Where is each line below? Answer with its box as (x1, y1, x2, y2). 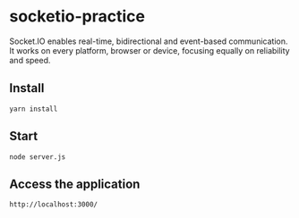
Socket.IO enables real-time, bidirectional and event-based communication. (9, 36, 288, 46)
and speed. (9, 54, 51, 65)
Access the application (9, 176, 141, 191)
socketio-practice (9, 6, 146, 27)
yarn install (9, 105, 58, 113)
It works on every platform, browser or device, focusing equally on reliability (9, 45, 290, 55)
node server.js (9, 152, 66, 162)
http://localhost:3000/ (9, 200, 98, 209)
